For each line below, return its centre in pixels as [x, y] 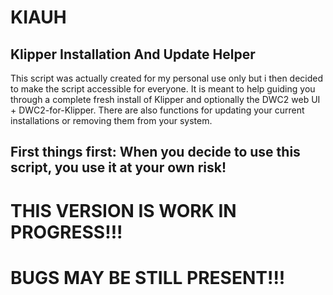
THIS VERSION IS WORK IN [123, 210]
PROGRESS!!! [66, 232]
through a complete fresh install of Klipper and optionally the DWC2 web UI [165, 99]
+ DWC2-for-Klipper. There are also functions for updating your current [157, 110]
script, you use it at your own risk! [118, 167]
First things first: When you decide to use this [155, 152]
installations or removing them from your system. [111, 120]
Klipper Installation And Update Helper [133, 54]
